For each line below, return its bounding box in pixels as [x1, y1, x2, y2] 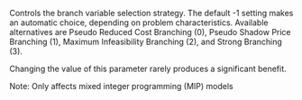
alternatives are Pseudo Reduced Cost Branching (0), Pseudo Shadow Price [9, 27, 291, 37]
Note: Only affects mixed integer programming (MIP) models [9, 81, 233, 91]
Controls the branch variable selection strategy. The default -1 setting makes [9, 8, 294, 18]
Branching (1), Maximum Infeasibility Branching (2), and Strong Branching [9, 36, 282, 47]
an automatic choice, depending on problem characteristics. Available [9, 17, 269, 28]
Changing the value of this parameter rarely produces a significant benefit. [9, 63, 287, 74]
